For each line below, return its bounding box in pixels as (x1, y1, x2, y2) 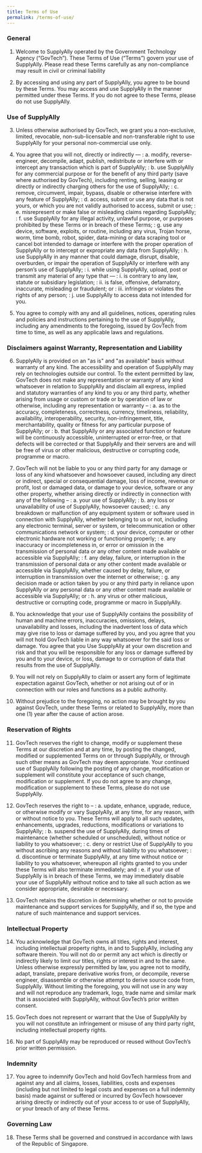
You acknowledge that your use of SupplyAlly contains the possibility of (15, 611, 194, 618)
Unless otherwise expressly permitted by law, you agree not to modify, (15, 963, 191, 971)
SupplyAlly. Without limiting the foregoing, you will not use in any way (15, 982, 188, 989)
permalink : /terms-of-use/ (7, 14, 75, 20)
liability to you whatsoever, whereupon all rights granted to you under (15, 859, 188, 866)
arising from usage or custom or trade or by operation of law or (15, 396, 173, 403)
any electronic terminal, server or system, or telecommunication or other (15, 522, 195, 530)
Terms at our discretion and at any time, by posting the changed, (15, 745, 176, 753)
